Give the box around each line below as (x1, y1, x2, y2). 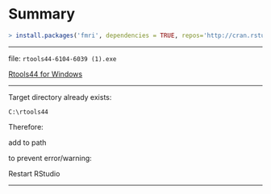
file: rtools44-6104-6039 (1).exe (8, 53, 117, 63)
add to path (8, 138, 47, 147)
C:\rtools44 (8, 108, 48, 116)
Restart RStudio (8, 168, 60, 178)
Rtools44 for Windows (8, 69, 83, 79)
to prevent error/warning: (8, 153, 93, 163)
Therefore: (8, 122, 44, 131)
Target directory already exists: (8, 92, 112, 101)
